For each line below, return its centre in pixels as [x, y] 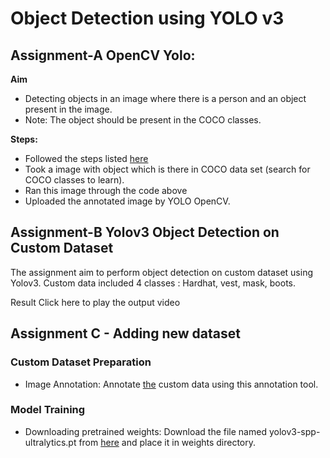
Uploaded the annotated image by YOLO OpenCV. [127, 201]
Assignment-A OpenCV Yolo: [103, 55]
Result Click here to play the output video [95, 302]
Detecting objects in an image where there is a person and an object [165, 98]
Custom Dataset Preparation [81, 362]
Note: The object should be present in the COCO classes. [143, 120]
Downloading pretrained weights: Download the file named [145, 431]
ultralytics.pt [50, 442]
